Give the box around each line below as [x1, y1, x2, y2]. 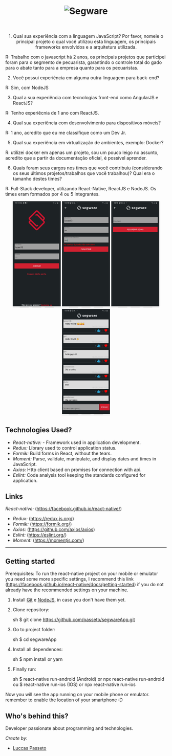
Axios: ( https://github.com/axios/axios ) [12, 526, 95, 532]
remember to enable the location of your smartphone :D [5, 697, 123, 703]
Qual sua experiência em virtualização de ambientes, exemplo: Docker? [12, 139, 164, 145]
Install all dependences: [12, 647, 63, 653]
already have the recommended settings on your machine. [5, 587, 128, 593]
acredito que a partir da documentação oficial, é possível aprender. [5, 154, 147, 161]
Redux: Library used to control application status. [12, 444, 117, 451]
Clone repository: [12, 607, 50, 613]
